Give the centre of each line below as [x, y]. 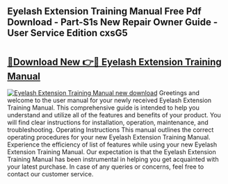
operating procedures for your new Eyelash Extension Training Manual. [109, 137]
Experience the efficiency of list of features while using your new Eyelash [112, 144]
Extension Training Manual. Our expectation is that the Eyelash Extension [112, 152]
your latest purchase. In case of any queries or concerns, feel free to [106, 167]
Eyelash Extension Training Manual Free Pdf [104, 11]
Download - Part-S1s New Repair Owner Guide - [113, 23]
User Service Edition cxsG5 [68, 33]
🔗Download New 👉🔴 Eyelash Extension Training [115, 62]
